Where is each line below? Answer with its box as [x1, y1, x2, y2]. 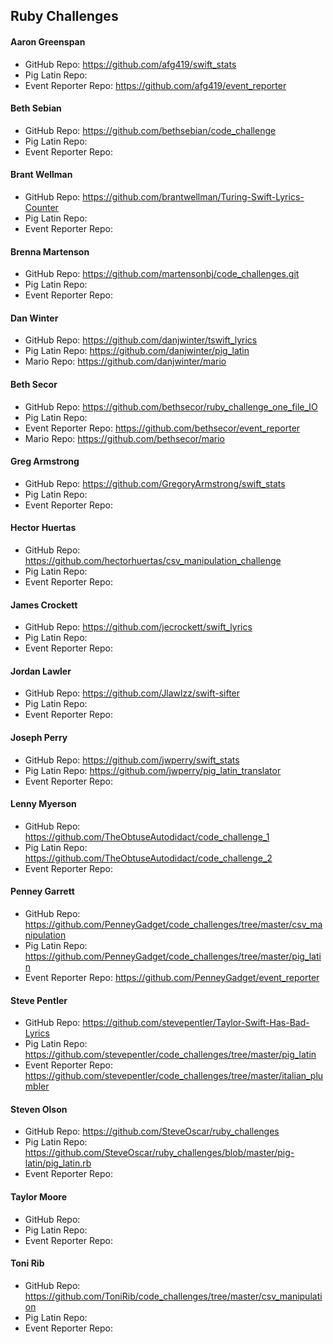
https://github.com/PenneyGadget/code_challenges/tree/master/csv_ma [24, 919, 323, 931]
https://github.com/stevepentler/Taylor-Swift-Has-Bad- [82, 1017, 310, 1029]
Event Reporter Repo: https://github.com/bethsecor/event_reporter [24, 422, 301, 434]
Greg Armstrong [10, 455, 80, 468]
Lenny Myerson [10, 798, 77, 810]
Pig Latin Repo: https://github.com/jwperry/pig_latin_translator [24, 764, 282, 776]
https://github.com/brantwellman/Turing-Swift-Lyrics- [82, 191, 305, 203]
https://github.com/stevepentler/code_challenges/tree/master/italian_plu [24, 1070, 324, 1082]
